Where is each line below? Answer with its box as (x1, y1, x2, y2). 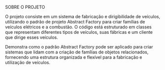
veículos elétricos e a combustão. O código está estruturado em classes (5, 24, 152, 30)
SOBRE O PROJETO (5, 4, 45, 10)
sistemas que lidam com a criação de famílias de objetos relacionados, (5, 49, 149, 55)
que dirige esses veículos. (5, 34, 58, 40)
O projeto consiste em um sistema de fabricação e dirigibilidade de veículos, (5, 14, 161, 19)
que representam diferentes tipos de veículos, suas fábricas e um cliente (5, 29, 153, 35)
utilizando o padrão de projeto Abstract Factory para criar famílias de (5, 19, 145, 24)
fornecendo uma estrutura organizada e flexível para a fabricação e (5, 54, 142, 60)
